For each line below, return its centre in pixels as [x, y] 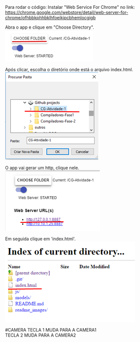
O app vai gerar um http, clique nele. [42, 168]
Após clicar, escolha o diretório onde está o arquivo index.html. [69, 69]
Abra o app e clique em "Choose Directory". [50, 27]
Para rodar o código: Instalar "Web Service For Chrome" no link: [70, 7]
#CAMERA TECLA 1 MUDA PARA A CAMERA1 [51, 330]
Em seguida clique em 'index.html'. [40, 239]
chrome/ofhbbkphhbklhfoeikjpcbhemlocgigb [51, 18]
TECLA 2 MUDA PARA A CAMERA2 [41, 335]
